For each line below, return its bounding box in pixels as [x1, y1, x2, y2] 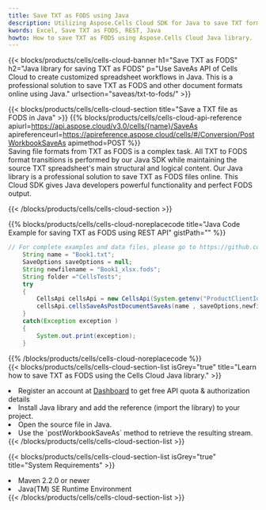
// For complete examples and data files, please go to [8, 243, 196, 251]
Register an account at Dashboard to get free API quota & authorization [18, 385, 250, 395]
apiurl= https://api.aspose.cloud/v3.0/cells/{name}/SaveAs [8, 121, 198, 131]
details [8, 394, 30, 404]
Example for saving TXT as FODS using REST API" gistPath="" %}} [8, 228, 226, 238]
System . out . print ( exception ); [36, 332, 136, 339]
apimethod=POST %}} [67, 138, 141, 148]
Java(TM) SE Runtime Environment [18, 484, 132, 493]
